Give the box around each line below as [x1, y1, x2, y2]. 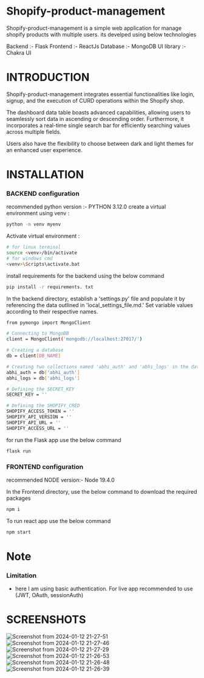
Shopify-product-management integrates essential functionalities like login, [6, 90, 195, 98]
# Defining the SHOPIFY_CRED [6, 403, 80, 409]
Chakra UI [6, 49, 32, 56]
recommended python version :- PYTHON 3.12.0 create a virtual [6, 203, 166, 210]
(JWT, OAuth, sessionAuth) [15, 592, 84, 599]
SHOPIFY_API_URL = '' [6, 420, 61, 426]
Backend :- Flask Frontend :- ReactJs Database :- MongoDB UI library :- [6, 43, 186, 50]
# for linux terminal [6, 244, 61, 251]
